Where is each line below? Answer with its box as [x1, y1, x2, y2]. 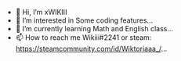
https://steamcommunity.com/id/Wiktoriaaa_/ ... [15, 44, 168, 53]
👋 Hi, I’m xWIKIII [15, 8, 67, 16]
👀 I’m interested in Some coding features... [15, 16, 154, 25]
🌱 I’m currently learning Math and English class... [15, 24, 174, 33]
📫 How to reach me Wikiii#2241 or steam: [15, 33, 152, 42]
